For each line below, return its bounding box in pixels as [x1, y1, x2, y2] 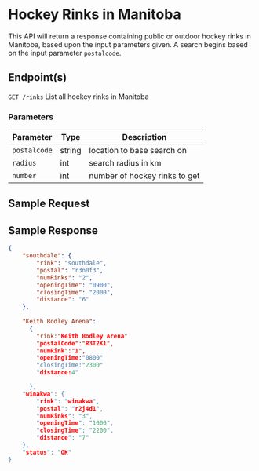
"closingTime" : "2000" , [36, 288, 114, 296]
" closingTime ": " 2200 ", [36, 426, 114, 435]
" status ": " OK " [22, 448, 72, 456]
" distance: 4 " [36, 369, 79, 377]
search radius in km [89, 158, 162, 169]
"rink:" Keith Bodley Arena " [36, 332, 128, 340]
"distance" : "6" [36, 296, 89, 304]
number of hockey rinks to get [89, 170, 200, 181]
